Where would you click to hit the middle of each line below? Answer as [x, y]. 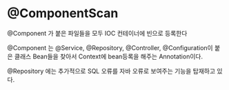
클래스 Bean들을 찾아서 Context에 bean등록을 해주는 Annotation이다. [109, 56]
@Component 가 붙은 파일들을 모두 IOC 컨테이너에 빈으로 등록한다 [97, 33]
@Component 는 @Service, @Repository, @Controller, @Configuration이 [110, 47]
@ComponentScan [63, 13]
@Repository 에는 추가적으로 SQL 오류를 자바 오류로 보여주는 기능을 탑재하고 [111, 71]
